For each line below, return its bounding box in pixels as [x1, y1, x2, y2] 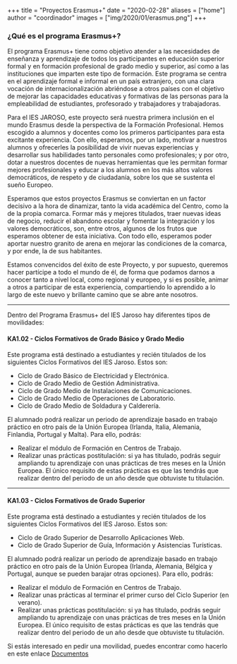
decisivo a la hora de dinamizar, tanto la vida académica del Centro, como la [7, 202, 229, 210]
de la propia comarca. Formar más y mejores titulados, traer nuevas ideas [7, 210, 221, 218]
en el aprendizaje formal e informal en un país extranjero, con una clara [7, 77, 214, 85]
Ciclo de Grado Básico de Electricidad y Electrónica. [17, 371, 169, 380]
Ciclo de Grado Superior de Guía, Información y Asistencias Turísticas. [17, 541, 223, 549]
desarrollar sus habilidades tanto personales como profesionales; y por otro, [7, 151, 229, 159]
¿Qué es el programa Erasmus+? [7, 31, 121, 41]
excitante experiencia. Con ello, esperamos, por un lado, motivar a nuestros [7, 135, 227, 144]
